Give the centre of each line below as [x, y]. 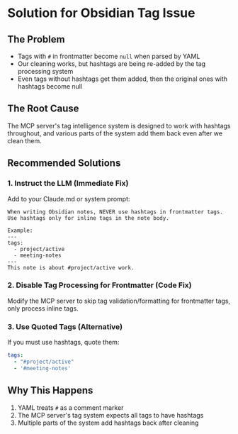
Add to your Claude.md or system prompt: [69, 199]
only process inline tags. [43, 308]
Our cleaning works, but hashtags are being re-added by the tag [112, 64]
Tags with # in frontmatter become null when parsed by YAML [109, 56]
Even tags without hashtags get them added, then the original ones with [123, 79]
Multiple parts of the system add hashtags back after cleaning [108, 423]
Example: [20, 230]
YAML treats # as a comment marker [70, 407]
